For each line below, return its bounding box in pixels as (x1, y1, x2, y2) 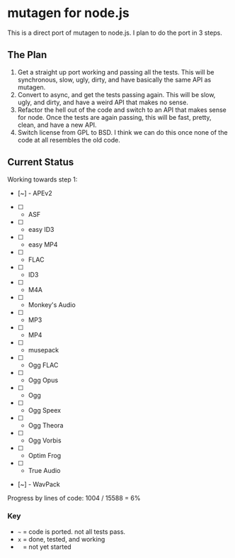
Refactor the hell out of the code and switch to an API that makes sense (17, 105, 227, 114)
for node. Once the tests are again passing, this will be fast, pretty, (17, 113, 212, 121)
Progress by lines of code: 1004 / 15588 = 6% (7, 493, 141, 502)
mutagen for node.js (7, 5, 130, 21)
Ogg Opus (28, 376, 59, 384)
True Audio (28, 466, 61, 474)
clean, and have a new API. (17, 121, 97, 129)
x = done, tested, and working (17, 535, 105, 543)
